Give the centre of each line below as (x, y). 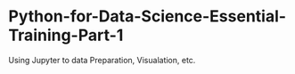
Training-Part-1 (66, 35)
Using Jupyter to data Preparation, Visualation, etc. (102, 60)
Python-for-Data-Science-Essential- (147, 16)
